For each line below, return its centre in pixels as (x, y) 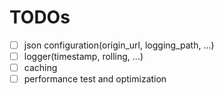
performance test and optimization (95, 79)
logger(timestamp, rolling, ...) (83, 56)
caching (40, 68)
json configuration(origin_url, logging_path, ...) (119, 45)
